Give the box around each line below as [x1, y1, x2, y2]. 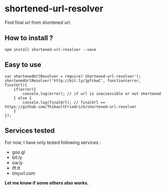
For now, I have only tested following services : [4, 140, 101, 146]
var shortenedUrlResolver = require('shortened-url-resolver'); [4, 74, 141, 79]
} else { [13, 95, 32, 100]
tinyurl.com [11, 170, 35, 177]
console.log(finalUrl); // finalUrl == [22, 100, 106, 105]
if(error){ [13, 87, 36, 92]
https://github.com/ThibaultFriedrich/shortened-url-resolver [4, 104, 137, 109]
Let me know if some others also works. [4, 180, 89, 186]
